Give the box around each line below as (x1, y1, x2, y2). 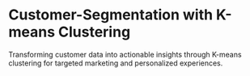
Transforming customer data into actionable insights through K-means (8, 49, 242, 59)
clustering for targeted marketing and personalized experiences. (8, 58, 223, 68)
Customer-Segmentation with (8, 6, 213, 24)
